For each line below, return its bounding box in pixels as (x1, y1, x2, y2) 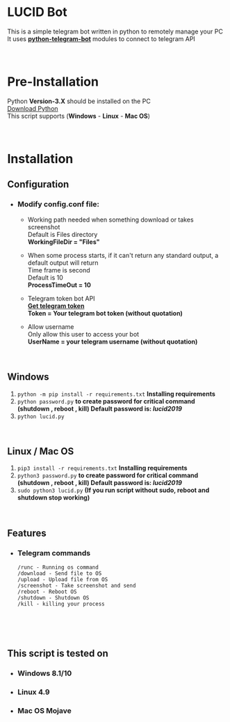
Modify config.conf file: (17, 199, 99, 209)
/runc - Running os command (17, 564, 99, 571)
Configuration (7, 178, 69, 190)
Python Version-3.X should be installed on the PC (7, 97, 151, 105)
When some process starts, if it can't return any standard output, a (27, 251, 219, 259)
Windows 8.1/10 (17, 668, 72, 678)
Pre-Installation (7, 74, 99, 90)
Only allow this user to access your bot (27, 330, 140, 338)
